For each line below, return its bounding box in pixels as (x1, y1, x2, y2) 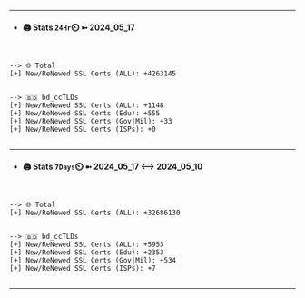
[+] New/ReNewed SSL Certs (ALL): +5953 (9, 240, 165, 250)
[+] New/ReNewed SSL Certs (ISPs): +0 (9, 124, 156, 134)
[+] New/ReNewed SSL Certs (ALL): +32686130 (9, 208, 181, 218)
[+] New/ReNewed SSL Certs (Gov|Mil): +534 (9, 256, 177, 265)
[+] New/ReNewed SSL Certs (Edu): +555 (9, 109, 161, 118)
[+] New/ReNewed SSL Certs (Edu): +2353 (9, 248, 165, 257)
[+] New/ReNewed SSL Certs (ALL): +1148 (9, 101, 165, 110)
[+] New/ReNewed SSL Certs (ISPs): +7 (9, 264, 156, 273)
